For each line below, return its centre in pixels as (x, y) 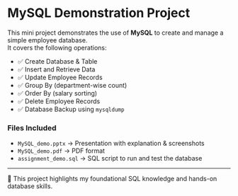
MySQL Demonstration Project (99, 13)
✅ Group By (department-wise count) (72, 85)
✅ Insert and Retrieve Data (56, 69)
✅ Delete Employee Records (59, 101)
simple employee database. (47, 40)
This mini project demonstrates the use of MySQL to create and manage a (115, 33)
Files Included (32, 127)
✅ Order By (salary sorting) (57, 93)
